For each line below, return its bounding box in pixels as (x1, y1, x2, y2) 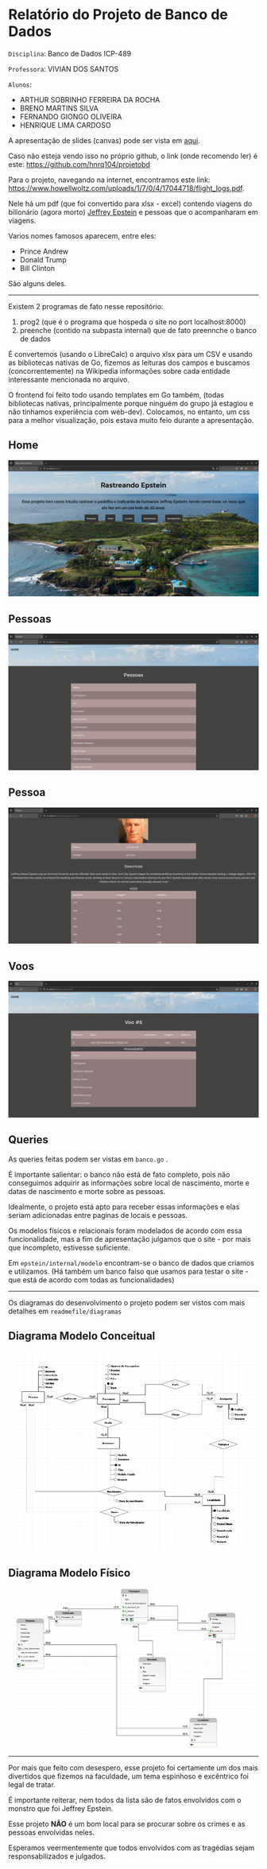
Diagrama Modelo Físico (8, 1566, 131, 1580)
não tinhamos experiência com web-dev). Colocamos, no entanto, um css (8, 407, 250, 417)
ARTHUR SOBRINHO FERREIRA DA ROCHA (19, 95, 161, 104)
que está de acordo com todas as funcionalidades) (8, 1274, 175, 1285)
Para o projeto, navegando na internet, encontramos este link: (8, 175, 211, 184)
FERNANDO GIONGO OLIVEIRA (19, 111, 122, 121)
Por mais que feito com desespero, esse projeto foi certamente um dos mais (8, 1762, 258, 1772)
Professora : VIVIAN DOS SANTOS (8, 64, 119, 73)
